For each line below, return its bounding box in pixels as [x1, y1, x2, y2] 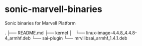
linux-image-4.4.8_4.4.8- [86, 29, 138, 35]
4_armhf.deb [4, 35, 31, 41]
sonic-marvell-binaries [4, 3, 103, 15]
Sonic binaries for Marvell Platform [4, 20, 76, 26]
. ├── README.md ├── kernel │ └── [4, 29, 85, 35]
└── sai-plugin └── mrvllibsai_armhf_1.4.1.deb [31, 35, 128, 41]
